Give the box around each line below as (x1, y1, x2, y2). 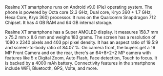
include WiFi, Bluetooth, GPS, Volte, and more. (5, 65, 99, 71)
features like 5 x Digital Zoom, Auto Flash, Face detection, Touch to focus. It (5, 55, 158, 60)
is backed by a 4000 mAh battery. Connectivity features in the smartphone (5, 60, 156, 66)
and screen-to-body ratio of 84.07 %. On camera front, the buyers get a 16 (5, 45, 156, 50)
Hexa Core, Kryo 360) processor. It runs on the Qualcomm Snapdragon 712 (5, 15, 156, 20)
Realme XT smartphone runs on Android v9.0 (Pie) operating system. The (5, 4, 153, 10)
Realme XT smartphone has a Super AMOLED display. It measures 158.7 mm (5, 29, 159, 35)
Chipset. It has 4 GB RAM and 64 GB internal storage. (5, 19, 113, 25)
